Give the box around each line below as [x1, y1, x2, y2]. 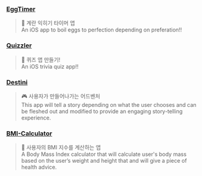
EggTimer [6, 5, 36, 13]
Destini [6, 78, 28, 86]
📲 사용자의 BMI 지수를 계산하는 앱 [21, 144, 101, 151]
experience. [21, 114, 52, 121]
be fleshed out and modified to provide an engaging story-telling [21, 107, 183, 115]
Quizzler [6, 41, 32, 50]
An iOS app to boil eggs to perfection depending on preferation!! [21, 26, 182, 33]
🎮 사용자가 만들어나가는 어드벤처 [21, 92, 101, 100]
